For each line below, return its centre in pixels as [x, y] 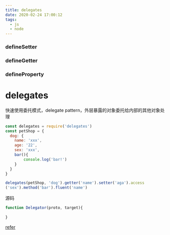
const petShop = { [25, 131]
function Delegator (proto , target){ [44, 208]
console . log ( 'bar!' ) [45, 159]
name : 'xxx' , [28, 140]
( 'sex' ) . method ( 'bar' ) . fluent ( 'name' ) [46, 188]
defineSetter [21, 47]
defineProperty [25, 74]
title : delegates [24, 10]
